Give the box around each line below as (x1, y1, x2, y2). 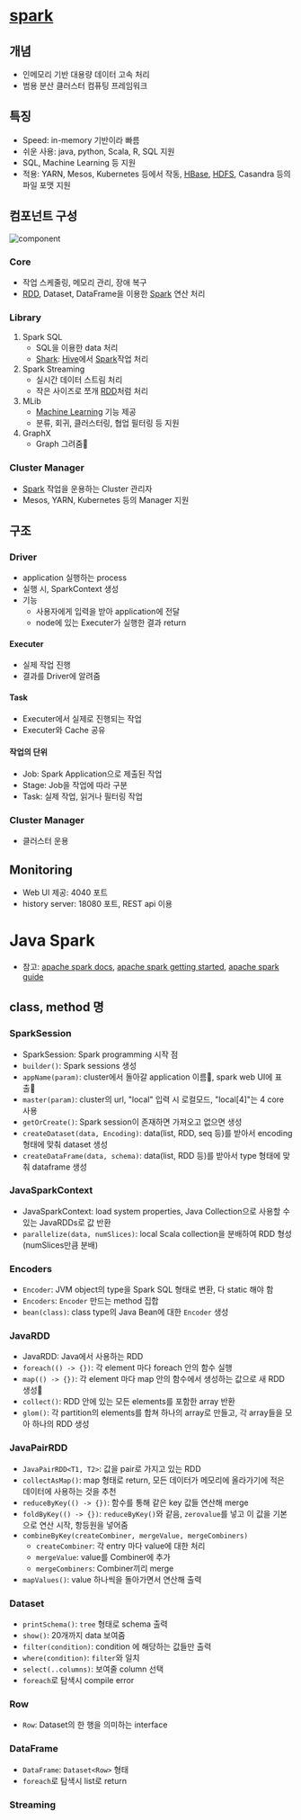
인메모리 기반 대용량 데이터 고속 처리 (22, 69, 150, 79)
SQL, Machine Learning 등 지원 (22, 157, 137, 167)
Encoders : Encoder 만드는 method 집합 (22, 1296, 159, 1306)
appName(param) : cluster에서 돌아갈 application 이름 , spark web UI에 (22, 1071, 273, 1082)
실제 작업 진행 (22, 659, 71, 670)
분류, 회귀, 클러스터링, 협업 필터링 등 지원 (35, 417, 180, 428)
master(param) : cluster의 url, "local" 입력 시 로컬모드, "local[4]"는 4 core (22, 1094, 285, 1105)
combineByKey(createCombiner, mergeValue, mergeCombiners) (22, 1531, 249, 1540)
